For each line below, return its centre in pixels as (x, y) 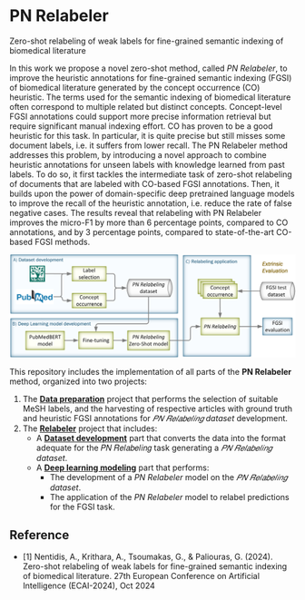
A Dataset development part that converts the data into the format (161, 438)
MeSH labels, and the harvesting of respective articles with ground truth (157, 408)
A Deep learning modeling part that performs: (123, 467)
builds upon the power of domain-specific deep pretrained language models (152, 193)
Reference (39, 535)
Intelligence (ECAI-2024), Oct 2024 (89, 585)
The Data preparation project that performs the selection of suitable (150, 398)
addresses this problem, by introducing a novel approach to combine (138, 154)
